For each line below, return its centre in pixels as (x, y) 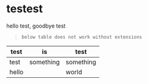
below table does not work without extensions (82, 37)
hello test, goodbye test (36, 26)
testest (24, 9)
